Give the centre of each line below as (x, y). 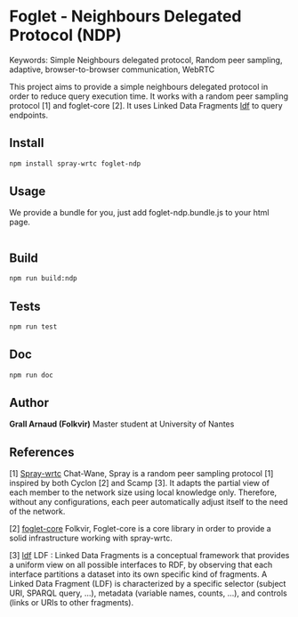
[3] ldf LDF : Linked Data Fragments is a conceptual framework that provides (149, 556)
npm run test (33, 327)
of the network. (37, 511)
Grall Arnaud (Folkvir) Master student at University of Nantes (122, 424)
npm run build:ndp (43, 279)
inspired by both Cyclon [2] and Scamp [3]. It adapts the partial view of (139, 483)
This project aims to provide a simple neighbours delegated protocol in (139, 86)
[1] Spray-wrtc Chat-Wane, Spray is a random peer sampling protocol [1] (141, 474)
